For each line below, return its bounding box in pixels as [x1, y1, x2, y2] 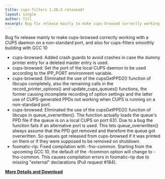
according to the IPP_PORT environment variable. [12, 70, 113, 76]
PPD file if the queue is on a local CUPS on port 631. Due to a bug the [12, 117, 153, 123]
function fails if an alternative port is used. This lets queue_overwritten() [12, 123, 159, 129]
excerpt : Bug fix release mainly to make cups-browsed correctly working [5, 21, 160, 26]
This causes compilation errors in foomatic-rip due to [41, 154, 149, 160]
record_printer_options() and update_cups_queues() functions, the [12, 86, 147, 92]
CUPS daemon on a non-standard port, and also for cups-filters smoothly [5, 40, 154, 46]
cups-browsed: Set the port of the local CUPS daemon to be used [12, 65, 146, 71]
